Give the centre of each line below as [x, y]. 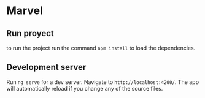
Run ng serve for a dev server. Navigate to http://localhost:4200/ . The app [103, 82]
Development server [46, 67]
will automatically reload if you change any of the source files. [85, 88]
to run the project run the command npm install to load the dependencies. [101, 48]
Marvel [25, 11]
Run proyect [30, 33]
